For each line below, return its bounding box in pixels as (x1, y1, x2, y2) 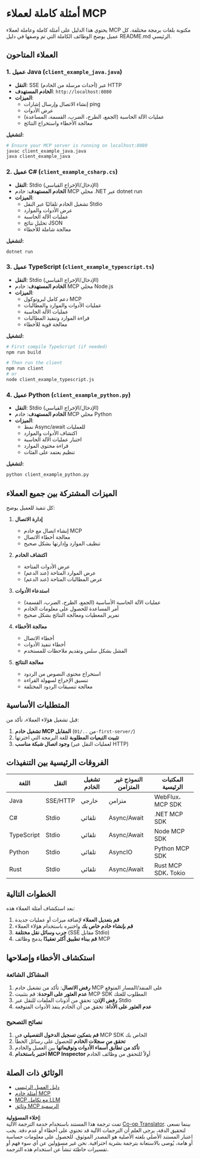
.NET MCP (154, 810, 183, 818)
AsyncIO (108, 848, 133, 856)
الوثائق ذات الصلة (6, 1068, 64, 1078)
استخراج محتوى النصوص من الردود (23, 670, 101, 677)
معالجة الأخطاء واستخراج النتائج (23, 119, 93, 126)
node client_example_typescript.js (6, 377, 95, 383)
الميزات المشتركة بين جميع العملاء (6, 488, 117, 498)
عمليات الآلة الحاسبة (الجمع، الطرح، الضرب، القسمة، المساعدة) (23, 113, 165, 120)
